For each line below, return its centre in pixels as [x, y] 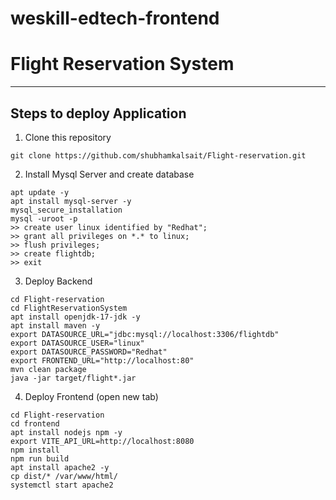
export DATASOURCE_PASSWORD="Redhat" [89, 352]
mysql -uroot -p [44, 218]
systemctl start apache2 [62, 485]
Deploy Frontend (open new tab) [91, 396]
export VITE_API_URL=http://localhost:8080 [102, 441]
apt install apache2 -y [60, 467]
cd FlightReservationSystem [69, 308]
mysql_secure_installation [66, 210]
